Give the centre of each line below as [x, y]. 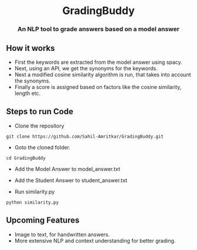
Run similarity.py [35, 191]
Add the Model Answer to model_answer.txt [67, 169]
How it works [30, 48]
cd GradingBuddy [26, 158]
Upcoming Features [43, 220]
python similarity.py [33, 202]
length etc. [28, 93]
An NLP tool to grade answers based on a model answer [98, 29]
